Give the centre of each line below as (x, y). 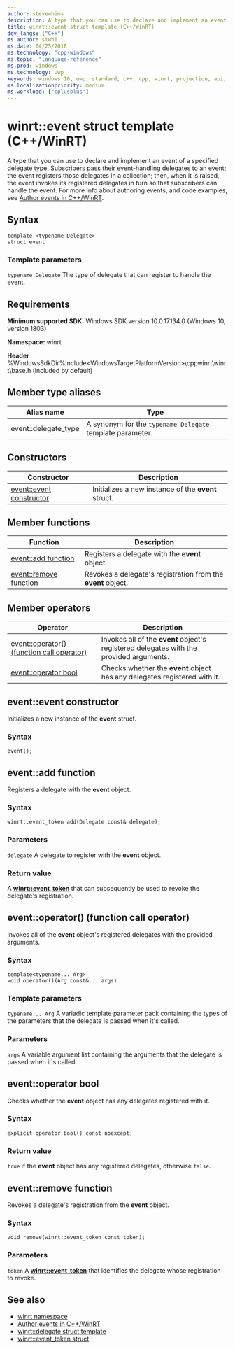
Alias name (45, 412)
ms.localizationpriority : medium (56, 85)
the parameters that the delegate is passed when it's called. (93, 1021)
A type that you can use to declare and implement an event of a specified (113, 161)
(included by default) (63, 370)
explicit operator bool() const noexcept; (70, 1133)
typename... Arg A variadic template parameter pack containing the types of (117, 1013)
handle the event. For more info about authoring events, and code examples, (117, 190)
